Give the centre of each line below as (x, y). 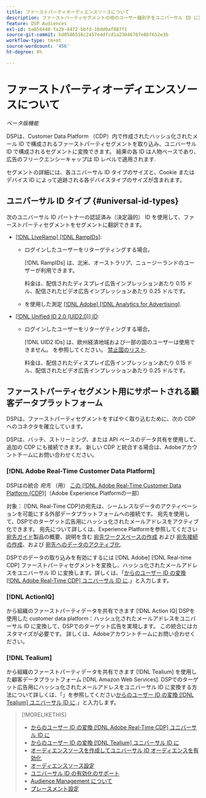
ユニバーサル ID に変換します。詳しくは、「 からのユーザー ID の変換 (101, 573)
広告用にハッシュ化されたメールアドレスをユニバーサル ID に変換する (104, 687)
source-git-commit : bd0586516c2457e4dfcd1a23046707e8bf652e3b (87, 35)
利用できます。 (59, 270)
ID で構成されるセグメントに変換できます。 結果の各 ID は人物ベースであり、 (103, 152)
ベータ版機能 (22, 123)
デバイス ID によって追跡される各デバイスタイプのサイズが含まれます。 (96, 180)
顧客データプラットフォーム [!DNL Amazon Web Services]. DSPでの (97, 680)
